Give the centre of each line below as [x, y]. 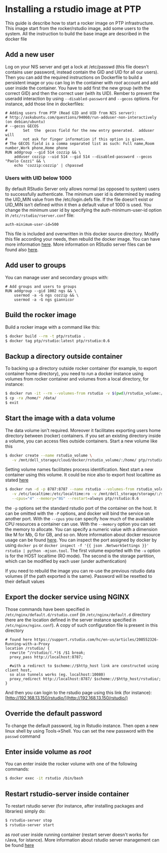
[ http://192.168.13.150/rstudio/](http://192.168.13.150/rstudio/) [67, 698]
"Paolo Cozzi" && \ [25, 161]
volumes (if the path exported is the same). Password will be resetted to [79, 576]
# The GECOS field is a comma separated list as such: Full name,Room [80, 143]
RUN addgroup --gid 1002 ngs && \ [41, 291]
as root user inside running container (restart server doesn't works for [77, 835]
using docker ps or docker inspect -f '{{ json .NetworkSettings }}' [77, 545]
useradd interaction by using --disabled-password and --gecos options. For [82, 98]
